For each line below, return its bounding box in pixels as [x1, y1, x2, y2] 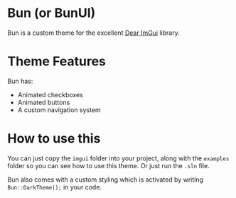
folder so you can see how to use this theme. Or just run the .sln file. [7, 161, 210, 170]
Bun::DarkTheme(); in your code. [7, 182, 102, 191]
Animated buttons [17, 98, 70, 106]
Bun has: [7, 77, 33, 85]
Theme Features [7, 53, 107, 70]
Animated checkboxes [17, 90, 84, 99]
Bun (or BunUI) [7, 5, 96, 21]
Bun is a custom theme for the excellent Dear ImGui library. [7, 28, 180, 37]
